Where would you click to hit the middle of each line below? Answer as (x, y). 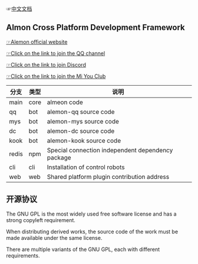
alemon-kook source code (84, 141)
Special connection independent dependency (110, 150)
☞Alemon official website (37, 42)
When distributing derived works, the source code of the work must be (92, 232)
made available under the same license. (54, 237)
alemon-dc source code (81, 131)
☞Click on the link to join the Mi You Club (56, 76)
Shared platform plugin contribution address (108, 177)
